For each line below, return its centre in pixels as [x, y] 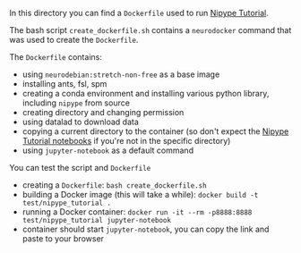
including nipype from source [76, 103]
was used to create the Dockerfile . [74, 40]
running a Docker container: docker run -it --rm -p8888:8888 [137, 212]
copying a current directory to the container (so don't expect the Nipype [155, 131]
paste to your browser [63, 239]
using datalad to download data [80, 122]
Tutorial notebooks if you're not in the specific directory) [126, 141]
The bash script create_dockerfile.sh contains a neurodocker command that [150, 30]
